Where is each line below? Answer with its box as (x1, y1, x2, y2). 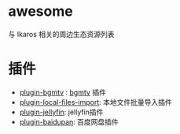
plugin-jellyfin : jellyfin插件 (19, 107, 104, 117)
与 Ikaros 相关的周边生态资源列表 (8, 29, 116, 39)
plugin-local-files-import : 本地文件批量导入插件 (19, 97, 172, 106)
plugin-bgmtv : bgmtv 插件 (19, 87, 106, 97)
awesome (8, 2, 73, 20)
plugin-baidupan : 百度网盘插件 (19, 117, 119, 126)
